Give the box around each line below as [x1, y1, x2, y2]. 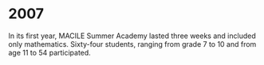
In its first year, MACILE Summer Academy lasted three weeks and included [8, 31, 257, 40]
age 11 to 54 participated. [8, 48, 92, 57]
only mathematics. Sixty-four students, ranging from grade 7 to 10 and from [8, 39, 257, 48]
